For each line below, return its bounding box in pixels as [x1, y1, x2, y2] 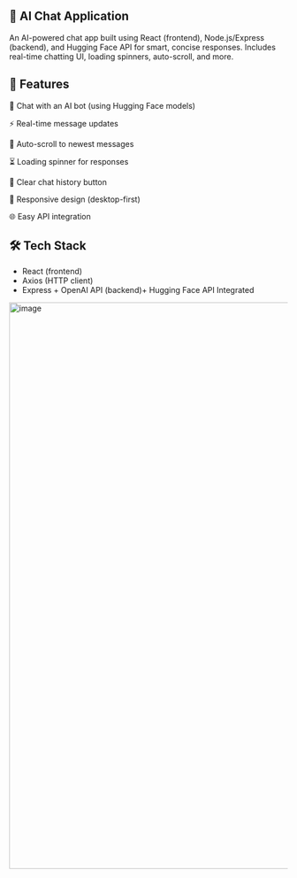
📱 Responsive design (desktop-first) [9, 194, 141, 204]
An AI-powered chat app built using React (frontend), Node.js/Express [9, 32, 265, 42]
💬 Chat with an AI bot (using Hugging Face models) [9, 100, 196, 111]
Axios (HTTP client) [21, 275, 94, 286]
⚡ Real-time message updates [9, 118, 119, 128]
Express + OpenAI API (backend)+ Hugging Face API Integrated [21, 285, 255, 296]
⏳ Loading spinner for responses [9, 156, 129, 166]
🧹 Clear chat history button [9, 176, 108, 187]
